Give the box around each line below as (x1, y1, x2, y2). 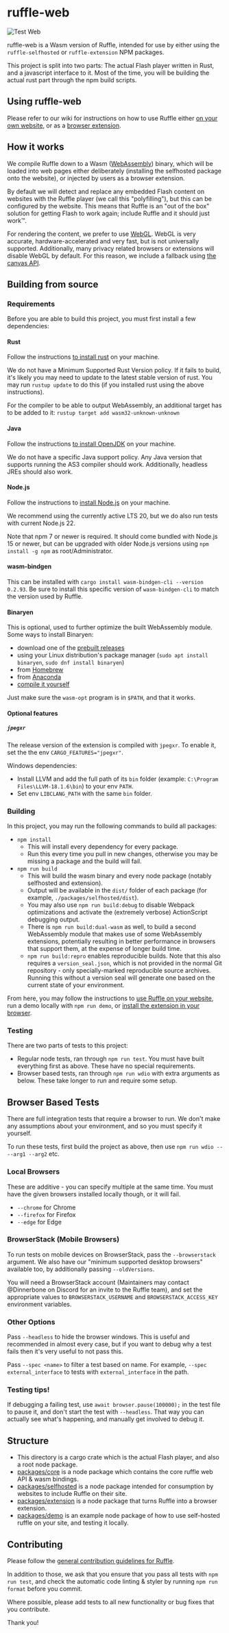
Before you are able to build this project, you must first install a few (7, 315, 196, 323)
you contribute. (7, 1606, 50, 1614)
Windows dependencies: (7, 761, 77, 769)
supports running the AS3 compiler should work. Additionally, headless (7, 460, 208, 468)
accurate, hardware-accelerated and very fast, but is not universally (7, 237, 200, 245)
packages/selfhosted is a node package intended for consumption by (16, 1482, 214, 1490)
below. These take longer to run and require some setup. (16, 1076, 178, 1085)
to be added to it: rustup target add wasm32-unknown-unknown (7, 409, 180, 417)
